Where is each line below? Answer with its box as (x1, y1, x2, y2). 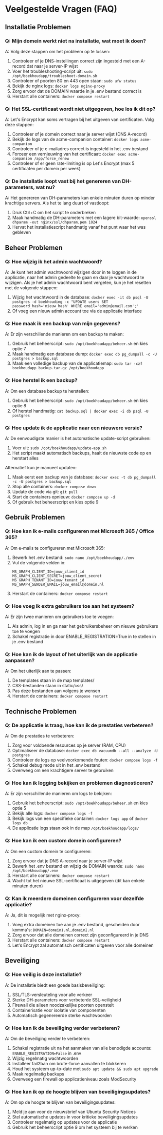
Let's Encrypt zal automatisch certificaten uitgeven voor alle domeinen (12, 942, 154, 948)
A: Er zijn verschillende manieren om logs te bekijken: (5, 791, 112, 796)
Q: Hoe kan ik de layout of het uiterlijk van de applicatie (5, 651, 138, 657)
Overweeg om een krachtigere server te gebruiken (12, 767, 114, 774)
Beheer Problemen (5, 243, 63, 252)
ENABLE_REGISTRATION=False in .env (12, 1050, 82, 1056)
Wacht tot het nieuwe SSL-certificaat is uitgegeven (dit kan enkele (12, 877, 145, 883)
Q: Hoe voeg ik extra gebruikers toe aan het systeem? (5, 602, 135, 609)
